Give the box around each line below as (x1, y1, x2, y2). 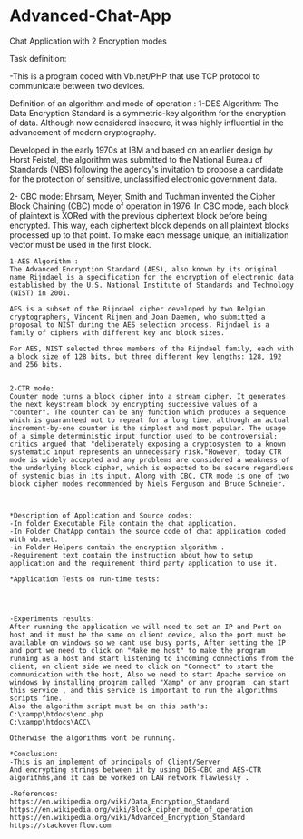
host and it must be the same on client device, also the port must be (9, 630, 286, 639)
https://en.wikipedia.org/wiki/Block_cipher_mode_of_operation (9, 804, 254, 814)
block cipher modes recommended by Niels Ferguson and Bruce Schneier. (9, 479, 286, 489)
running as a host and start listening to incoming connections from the (9, 654, 295, 663)
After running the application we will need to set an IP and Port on (9, 622, 282, 631)
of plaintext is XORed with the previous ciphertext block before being (9, 210, 268, 221)
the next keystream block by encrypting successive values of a (9, 400, 258, 409)
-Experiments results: (9, 614, 95, 623)
